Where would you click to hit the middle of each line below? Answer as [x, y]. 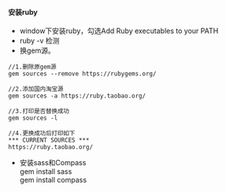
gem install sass [46, 172]
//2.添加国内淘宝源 [36, 89]
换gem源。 [37, 50]
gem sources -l [33, 118]
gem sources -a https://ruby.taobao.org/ [77, 96]
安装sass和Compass [53, 163]
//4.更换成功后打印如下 [42, 134]
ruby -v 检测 [39, 41]
